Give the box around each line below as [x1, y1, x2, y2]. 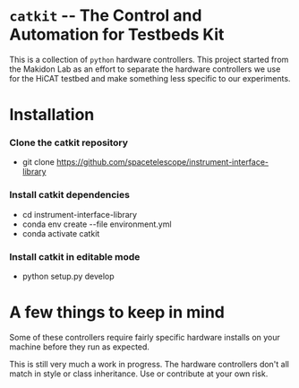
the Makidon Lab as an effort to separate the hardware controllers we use [9, 64, 281, 74]
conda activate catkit [21, 228, 100, 238]
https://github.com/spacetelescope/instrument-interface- [56, 157, 269, 168]
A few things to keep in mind [9, 302, 226, 323]
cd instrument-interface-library [21, 209, 137, 220]
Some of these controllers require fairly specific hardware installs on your [9, 332, 280, 342]
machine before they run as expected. [9, 341, 150, 352]
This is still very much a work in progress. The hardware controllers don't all [9, 358, 289, 369]
